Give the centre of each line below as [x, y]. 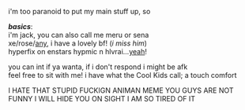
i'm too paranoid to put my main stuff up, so [79, 11]
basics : [21, 26]
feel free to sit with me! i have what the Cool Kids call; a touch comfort [122, 75]
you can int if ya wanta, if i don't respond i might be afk [98, 67]
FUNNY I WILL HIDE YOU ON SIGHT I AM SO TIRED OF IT [102, 99]
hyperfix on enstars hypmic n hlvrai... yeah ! [78, 51]
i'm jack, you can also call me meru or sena [79, 35]
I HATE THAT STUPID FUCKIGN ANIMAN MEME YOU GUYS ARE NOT [121, 90]
